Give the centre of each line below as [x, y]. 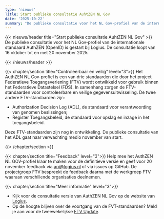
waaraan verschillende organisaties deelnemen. [53, 177]
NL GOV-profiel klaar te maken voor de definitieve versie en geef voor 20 [79, 161]
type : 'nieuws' [20, 10]
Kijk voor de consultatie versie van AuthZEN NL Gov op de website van [83, 196]
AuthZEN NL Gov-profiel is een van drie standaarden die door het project [79, 77]
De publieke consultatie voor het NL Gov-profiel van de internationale [75, 43]
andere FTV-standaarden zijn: [35, 98]
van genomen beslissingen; [40, 112]
